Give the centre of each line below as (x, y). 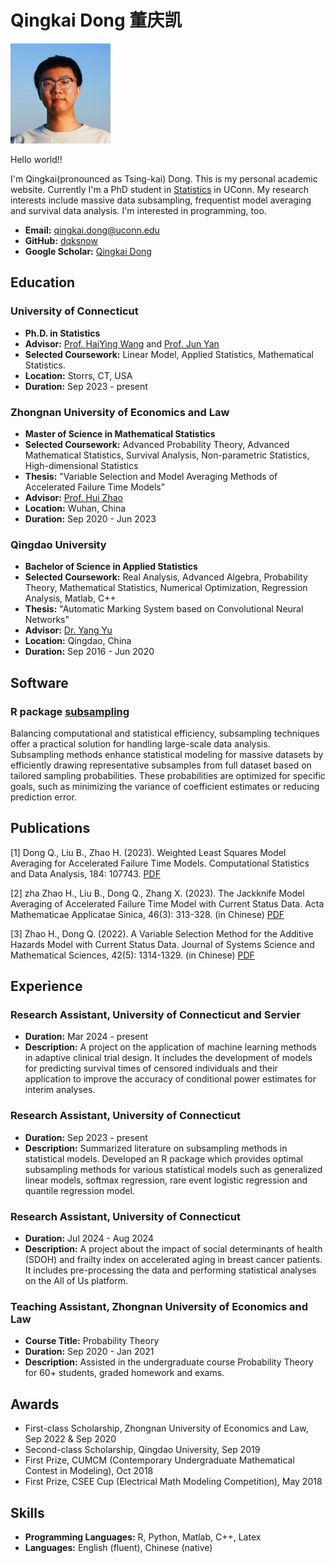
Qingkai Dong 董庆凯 (96, 20)
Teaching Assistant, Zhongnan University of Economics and (159, 1306)
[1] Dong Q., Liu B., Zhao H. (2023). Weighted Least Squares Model (148, 852)
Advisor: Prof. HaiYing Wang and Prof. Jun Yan (122, 343)
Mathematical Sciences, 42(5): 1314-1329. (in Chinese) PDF (132, 955)
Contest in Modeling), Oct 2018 (89, 1471)
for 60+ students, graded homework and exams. (124, 1373)
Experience (46, 986)
